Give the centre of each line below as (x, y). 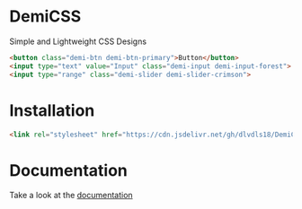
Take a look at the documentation (71, 196)
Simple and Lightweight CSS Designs (78, 41)
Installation (52, 110)
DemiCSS (45, 17)
